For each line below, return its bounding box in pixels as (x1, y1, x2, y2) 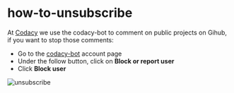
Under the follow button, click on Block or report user (17, 56, 175, 65)
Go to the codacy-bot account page (17, 49, 122, 58)
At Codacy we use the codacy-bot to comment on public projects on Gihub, (7, 28, 228, 37)
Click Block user (17, 64, 66, 73)
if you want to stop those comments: (7, 35, 115, 44)
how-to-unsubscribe (7, 5, 133, 21)
